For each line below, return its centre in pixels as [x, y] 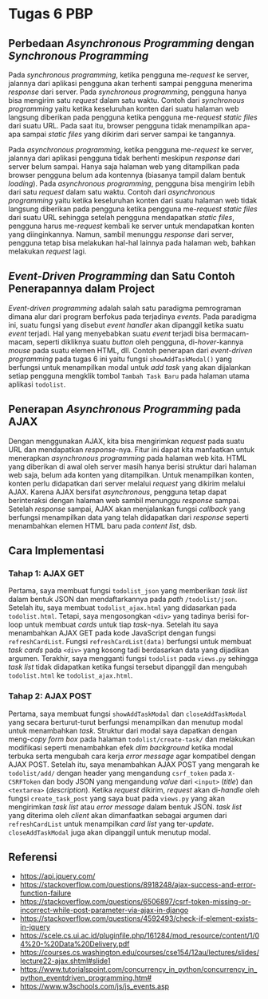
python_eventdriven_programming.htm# [86, 978]
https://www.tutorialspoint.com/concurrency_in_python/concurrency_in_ [138, 970]
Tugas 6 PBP [51, 14]
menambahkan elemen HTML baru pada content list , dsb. [103, 525]
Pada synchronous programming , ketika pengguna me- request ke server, [129, 75]
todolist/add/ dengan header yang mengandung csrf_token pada [118, 773]
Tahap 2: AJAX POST [50, 696]
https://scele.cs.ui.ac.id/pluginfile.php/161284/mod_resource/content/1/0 [140, 936]
